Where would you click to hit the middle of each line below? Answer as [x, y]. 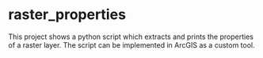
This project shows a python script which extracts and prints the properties [131, 37]
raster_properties [67, 15]
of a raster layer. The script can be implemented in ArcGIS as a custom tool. [131, 44]
